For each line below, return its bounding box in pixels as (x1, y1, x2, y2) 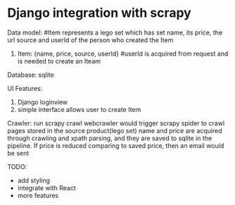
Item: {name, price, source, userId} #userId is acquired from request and (17, 49, 229, 58)
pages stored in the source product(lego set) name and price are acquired (7, 126, 223, 135)
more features (17, 191, 58, 199)
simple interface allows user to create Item (17, 105, 141, 113)
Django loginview (17, 97, 68, 106)
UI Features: (7, 84, 43, 92)
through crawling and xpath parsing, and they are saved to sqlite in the (7, 134, 212, 142)
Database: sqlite (7, 70, 54, 79)
